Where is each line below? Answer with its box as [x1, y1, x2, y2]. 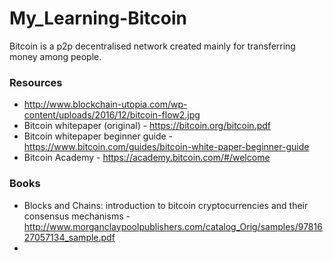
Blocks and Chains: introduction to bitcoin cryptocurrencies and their [23, 199, 309, 211]
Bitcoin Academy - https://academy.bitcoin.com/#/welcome [23, 152, 271, 164]
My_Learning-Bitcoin [9, 7, 187, 30]
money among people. [9, 50, 102, 62]
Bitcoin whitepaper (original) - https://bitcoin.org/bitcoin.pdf [23, 120, 271, 132]
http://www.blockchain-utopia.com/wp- [23, 98, 188, 111]
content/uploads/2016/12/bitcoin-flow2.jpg [23, 109, 201, 121]
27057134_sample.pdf [23, 231, 116, 243]
